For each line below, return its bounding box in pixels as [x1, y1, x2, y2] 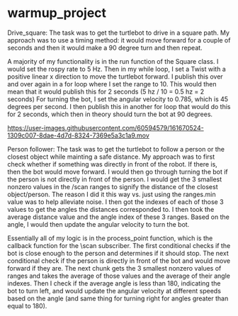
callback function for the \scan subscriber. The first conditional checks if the [7, 241, 231, 249]
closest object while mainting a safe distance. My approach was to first [7, 152, 215, 161]
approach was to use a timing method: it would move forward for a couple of [7, 35, 231, 44]
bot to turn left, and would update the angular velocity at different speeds [7, 286, 222, 295]
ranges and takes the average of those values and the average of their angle [7, 271, 230, 280]
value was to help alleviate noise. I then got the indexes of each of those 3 [7, 197, 225, 206]
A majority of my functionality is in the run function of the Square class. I [7, 57, 219, 65]
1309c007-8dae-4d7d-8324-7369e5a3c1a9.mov [7, 131, 150, 140]
